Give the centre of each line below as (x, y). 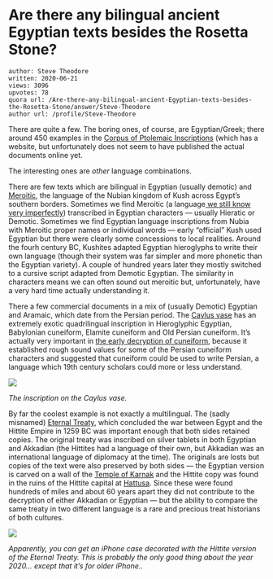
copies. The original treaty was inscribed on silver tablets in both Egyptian (132, 439)
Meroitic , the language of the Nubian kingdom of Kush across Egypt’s (125, 195)
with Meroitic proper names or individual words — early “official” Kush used (135, 230)
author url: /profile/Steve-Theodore (72, 114)
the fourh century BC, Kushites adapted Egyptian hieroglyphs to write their (133, 247)
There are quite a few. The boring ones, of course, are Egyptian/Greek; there (136, 129)
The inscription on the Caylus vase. (68, 397)
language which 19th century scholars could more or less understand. (125, 366)
